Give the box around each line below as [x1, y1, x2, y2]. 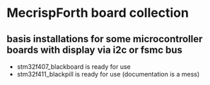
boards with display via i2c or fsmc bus [6, 44, 183, 55]
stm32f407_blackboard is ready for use [16, 63, 132, 71]
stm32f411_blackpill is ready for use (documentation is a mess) [16, 70, 200, 78]
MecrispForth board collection [6, 5, 189, 21]
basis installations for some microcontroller [6, 33, 203, 45]
